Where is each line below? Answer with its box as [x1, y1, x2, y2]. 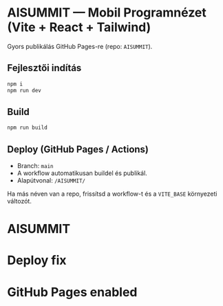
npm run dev [7, 87, 41, 94]
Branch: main [17, 162, 54, 170]
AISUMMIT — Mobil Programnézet [7, 5, 206, 21]
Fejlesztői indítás [7, 62, 82, 74]
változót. [7, 197, 32, 205]
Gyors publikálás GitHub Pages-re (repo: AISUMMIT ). [7, 42, 153, 50]
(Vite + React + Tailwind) [7, 19, 151, 35]
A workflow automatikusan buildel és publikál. [17, 169, 148, 177]
